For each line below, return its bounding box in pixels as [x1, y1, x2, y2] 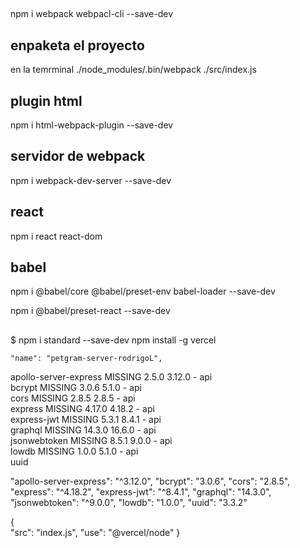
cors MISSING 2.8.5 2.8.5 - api [10, 392, 136, 404]
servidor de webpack [10, 148, 146, 165]
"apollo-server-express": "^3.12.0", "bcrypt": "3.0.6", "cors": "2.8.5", [10, 475, 291, 487]
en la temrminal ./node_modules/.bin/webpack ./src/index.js [10, 64, 257, 76]
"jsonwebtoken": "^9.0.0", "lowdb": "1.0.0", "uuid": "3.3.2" [10, 496, 248, 508]
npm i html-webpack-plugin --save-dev [10, 119, 174, 131]
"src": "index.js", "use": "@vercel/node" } [10, 526, 181, 538]
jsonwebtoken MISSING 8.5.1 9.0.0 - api [10, 434, 173, 446]
